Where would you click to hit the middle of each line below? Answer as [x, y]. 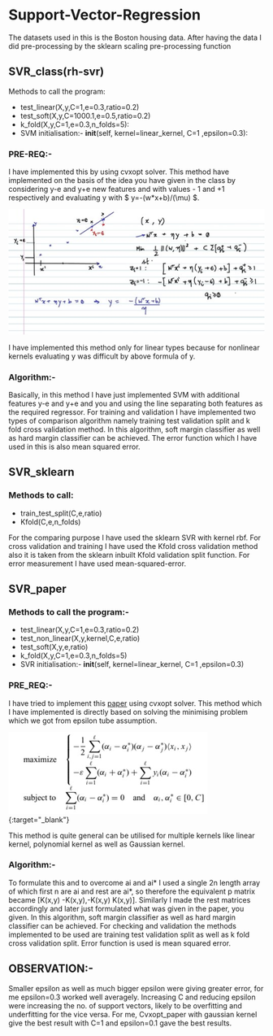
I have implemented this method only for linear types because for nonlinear [134, 347]
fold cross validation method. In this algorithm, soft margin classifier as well [134, 429]
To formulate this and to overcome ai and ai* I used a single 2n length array [134, 882]
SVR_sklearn [41, 472]
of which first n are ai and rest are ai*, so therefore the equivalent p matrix [132, 891]
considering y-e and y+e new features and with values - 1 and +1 [117, 189]
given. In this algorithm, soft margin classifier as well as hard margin [122, 917]
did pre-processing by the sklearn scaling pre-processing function [120, 46]
